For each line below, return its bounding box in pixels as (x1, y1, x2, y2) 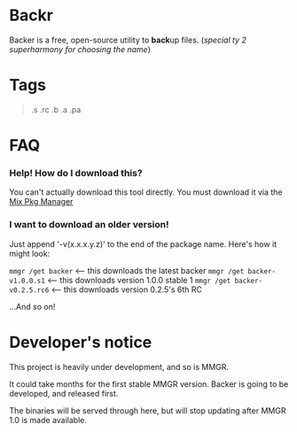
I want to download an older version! (9, 219, 170, 231)
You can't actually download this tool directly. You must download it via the (9, 187, 283, 197)
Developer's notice (9, 332, 152, 352)
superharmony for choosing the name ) (9, 43, 151, 54)
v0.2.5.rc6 (9, 285, 50, 295)
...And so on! (9, 301, 56, 312)
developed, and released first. (9, 388, 119, 398)
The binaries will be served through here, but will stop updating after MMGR (9, 405, 286, 416)
